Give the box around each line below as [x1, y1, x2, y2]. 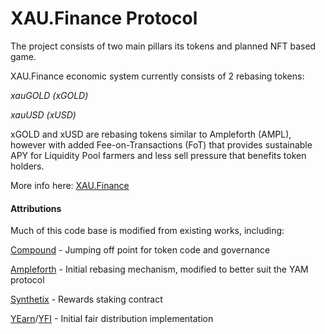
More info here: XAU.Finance [10, 179, 130, 191]
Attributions [10, 202, 62, 214]
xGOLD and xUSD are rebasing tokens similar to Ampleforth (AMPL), [10, 128, 292, 140]
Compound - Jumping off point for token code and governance [10, 244, 271, 256]
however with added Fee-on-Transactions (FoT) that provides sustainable [10, 138, 313, 151]
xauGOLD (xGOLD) [10, 89, 89, 101]
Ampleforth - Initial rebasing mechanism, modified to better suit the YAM [10, 263, 309, 276]
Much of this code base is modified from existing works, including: [10, 225, 285, 237]
